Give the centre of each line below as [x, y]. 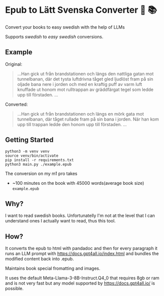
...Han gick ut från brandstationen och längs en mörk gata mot [81, 114]
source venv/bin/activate [32, 156]
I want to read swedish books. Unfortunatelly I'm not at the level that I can [80, 215]
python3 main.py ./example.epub [38, 164]
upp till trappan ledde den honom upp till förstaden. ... [72, 124]
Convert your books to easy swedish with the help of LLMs [65, 27]
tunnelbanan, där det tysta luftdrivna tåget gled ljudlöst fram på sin [85, 79]
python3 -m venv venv [27, 151]
